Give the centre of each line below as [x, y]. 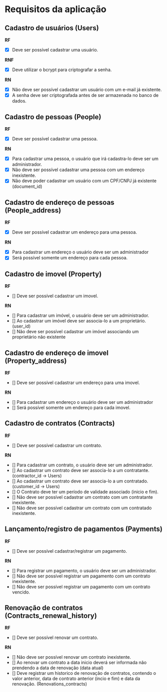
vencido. [21, 592]
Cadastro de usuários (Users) [52, 28]
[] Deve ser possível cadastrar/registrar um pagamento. [69, 551]
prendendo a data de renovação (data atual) [58, 668]
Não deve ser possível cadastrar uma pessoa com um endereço [78, 170]
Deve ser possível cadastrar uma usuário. [55, 50]
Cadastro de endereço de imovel [57, 353]
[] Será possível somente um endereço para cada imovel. [71, 407]
